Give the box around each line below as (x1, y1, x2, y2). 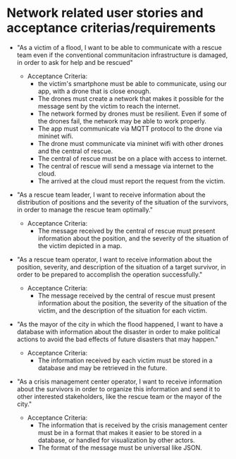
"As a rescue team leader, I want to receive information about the (16, 190, 206, 199)
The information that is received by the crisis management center (37, 421, 228, 429)
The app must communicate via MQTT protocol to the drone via (37, 124, 223, 133)
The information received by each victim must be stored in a (37, 356, 213, 365)
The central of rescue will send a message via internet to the (37, 161, 214, 170)
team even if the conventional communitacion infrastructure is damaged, (16, 51, 228, 59)
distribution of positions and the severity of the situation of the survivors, (16, 197, 229, 206)
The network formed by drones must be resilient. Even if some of (37, 109, 227, 118)
